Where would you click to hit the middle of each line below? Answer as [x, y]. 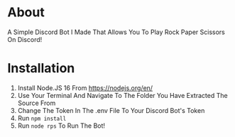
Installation [41, 68]
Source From [37, 103]
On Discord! [25, 39]
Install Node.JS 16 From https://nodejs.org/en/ [85, 88]
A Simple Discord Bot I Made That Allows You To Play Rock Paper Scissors [116, 32]
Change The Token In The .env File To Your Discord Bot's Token [111, 110]
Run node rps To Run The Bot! [61, 126]
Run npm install [42, 118]
